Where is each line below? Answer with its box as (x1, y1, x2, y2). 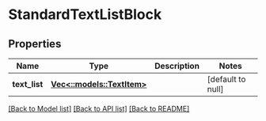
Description (154, 61, 200, 71)
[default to (207, 74, 246, 85)
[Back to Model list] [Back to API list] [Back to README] (8, 104, 190, 113)
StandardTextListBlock (8, 6, 162, 24)
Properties (8, 37, 62, 51)
